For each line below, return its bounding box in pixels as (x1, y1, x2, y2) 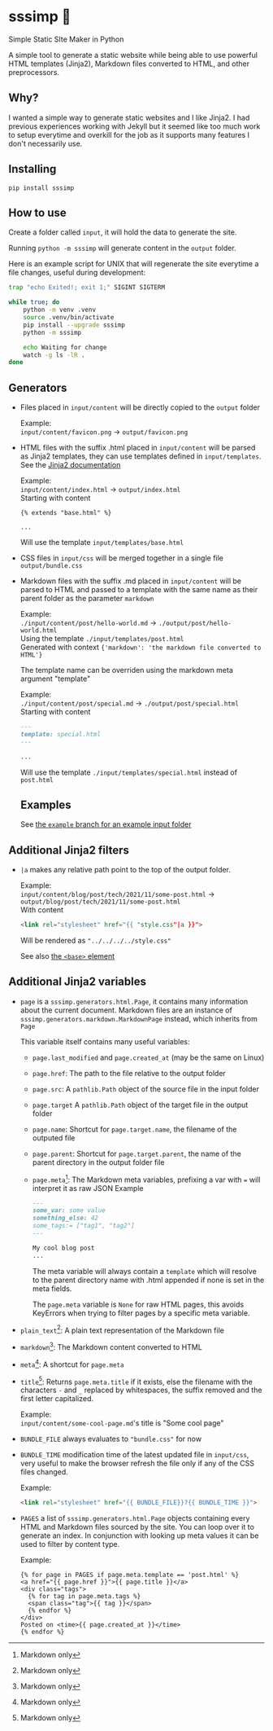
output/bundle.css (19, 562, 83, 570)
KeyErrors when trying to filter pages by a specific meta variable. (32, 1307, 250, 1318)
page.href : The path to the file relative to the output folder (32, 1068, 226, 1078)
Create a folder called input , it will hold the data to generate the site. (8, 227, 237, 237)
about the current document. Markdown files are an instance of (19, 1005, 233, 1015)
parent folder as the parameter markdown (19, 594, 154, 604)
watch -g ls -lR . (23, 350, 85, 359)
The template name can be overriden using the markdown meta (19, 666, 234, 675)
